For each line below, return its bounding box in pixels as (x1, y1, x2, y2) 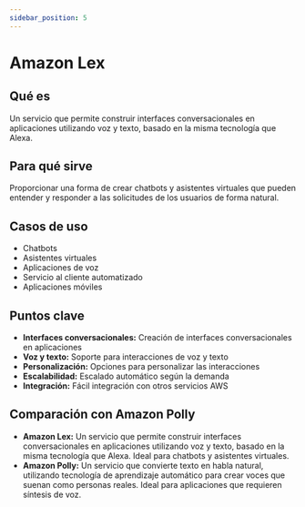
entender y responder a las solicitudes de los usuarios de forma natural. (9, 192, 280, 203)
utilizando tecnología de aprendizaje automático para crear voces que (22, 470, 285, 481)
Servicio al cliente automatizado (22, 272, 143, 283)
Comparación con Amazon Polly (9, 407, 196, 422)
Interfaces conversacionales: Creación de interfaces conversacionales (22, 332, 293, 343)
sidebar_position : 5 (9, 13, 88, 23)
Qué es (9, 88, 51, 105)
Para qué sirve (9, 158, 93, 174)
